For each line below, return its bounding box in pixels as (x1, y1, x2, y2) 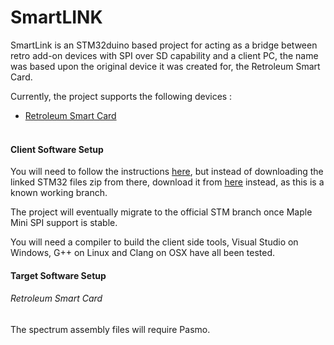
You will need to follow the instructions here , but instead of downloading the (10, 166, 324, 178)
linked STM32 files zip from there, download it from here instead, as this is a (10, 176, 325, 188)
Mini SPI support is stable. (10, 217, 118, 229)
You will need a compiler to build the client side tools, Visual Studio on (10, 236, 299, 248)
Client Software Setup (10, 143, 104, 155)
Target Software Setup (10, 269, 107, 281)
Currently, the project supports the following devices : (10, 90, 233, 102)
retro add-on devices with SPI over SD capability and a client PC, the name (10, 49, 319, 61)
